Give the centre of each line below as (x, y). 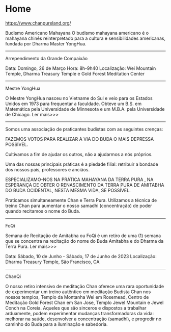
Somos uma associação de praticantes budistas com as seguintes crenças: (84, 129)
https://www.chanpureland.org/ (38, 23)
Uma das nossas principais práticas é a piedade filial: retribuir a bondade (82, 164)
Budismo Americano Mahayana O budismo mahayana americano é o (77, 33)
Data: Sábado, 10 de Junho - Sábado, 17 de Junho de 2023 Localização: (81, 256)
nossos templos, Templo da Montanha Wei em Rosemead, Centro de (77, 297)
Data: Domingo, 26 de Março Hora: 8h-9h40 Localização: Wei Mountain (81, 68)
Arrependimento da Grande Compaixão (47, 58)
